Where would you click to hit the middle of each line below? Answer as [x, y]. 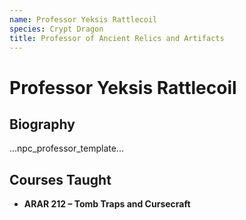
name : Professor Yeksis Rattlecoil [83, 19]
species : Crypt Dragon [56, 29]
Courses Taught [60, 179]
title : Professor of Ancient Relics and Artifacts [117, 38]
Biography [42, 124]
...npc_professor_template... [66, 148]
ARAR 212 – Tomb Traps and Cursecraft [107, 204]
